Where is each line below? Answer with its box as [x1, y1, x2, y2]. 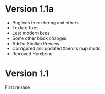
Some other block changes [12, 35, 67, 41]
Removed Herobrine [12, 50, 53, 57]
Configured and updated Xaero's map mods [12, 46, 101, 51]
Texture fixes [12, 24, 39, 30]
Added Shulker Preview [12, 40, 60, 46]
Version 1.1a [5, 3, 54, 15]
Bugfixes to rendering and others [12, 20, 79, 25]
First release [5, 84, 30, 90]
